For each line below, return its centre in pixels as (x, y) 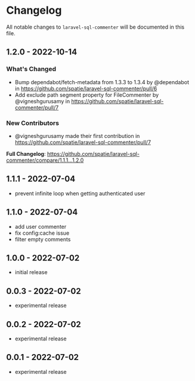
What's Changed (31, 69)
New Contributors (33, 123)
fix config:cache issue (42, 233)
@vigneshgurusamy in (42, 101)
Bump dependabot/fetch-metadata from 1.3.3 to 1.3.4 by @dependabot (102, 82)
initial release (31, 272)
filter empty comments (43, 239)
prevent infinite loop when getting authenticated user (80, 193)
